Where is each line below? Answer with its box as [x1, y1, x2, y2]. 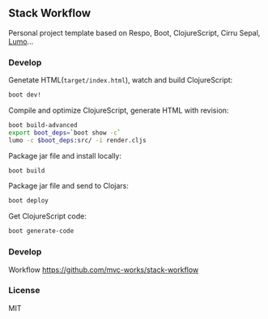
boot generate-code [8, 227, 74, 236]
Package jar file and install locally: [8, 151, 122, 160]
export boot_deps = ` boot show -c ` [8, 129, 121, 137]
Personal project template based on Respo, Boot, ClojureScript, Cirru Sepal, [8, 28, 261, 37]
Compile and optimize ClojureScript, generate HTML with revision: [8, 105, 229, 115]
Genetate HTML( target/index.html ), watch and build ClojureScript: [8, 75, 233, 85]
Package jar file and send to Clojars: [8, 181, 130, 191]
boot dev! [8, 91, 42, 100]
